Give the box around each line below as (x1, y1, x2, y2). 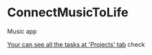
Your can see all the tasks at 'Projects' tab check (7, 40, 146, 48)
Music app (7, 27, 37, 35)
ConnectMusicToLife (7, 5, 129, 20)
